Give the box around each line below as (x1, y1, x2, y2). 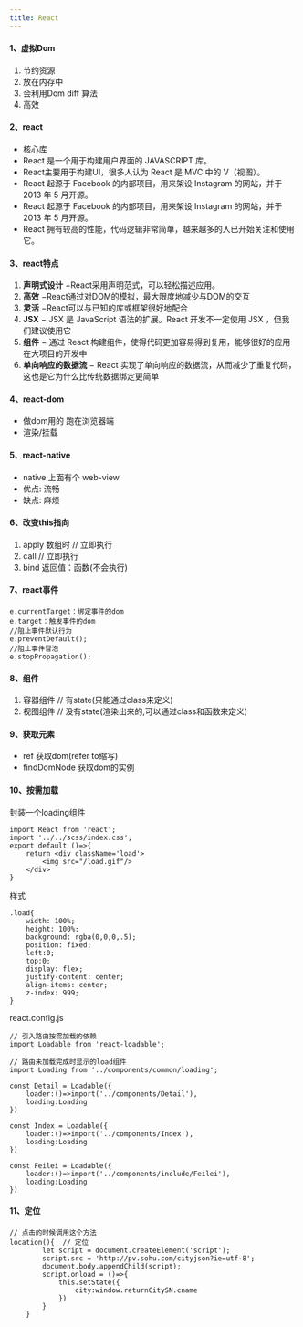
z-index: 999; (26, 988, 79, 997)
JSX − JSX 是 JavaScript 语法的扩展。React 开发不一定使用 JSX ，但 (22, 314, 282, 325)
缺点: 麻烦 (22, 494, 60, 505)
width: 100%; (26, 916, 76, 925)
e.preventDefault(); (9, 635, 89, 644)
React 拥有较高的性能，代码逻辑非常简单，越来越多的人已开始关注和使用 (22, 224, 295, 235)
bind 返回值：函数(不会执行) (22, 562, 128, 573)
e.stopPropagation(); (9, 652, 92, 662)
